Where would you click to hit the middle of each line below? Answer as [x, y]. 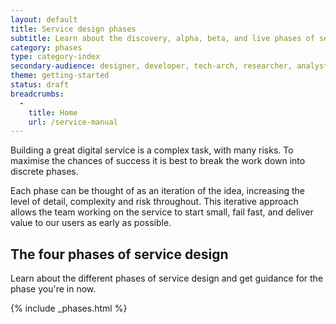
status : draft [40, 85]
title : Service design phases [73, 29]
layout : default [44, 19]
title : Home [53, 112]
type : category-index [55, 57]
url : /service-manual [73, 122]
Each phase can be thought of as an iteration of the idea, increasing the [157, 191]
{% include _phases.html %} [69, 308]
